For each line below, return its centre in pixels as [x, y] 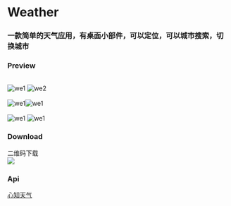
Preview [21, 66]
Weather [33, 12]
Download [25, 137]
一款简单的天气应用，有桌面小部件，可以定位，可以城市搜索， [112, 36]
